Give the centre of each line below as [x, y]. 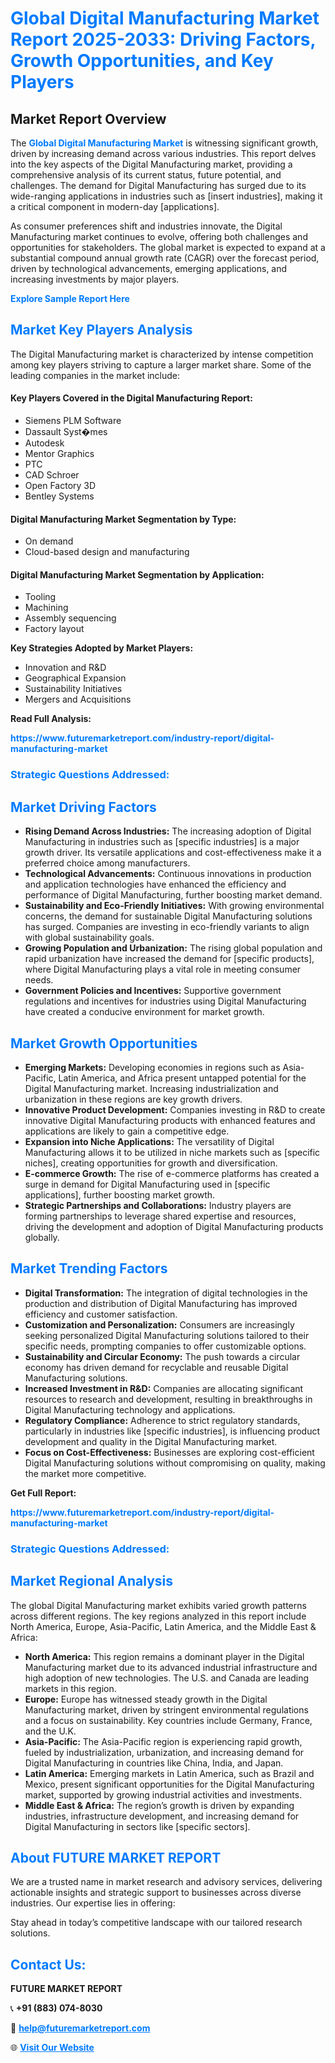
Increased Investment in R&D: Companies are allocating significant [164, 1388]
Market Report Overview [88, 118]
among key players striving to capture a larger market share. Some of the [161, 364]
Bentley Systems [59, 496]
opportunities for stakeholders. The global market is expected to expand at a [168, 247]
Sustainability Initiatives [73, 689]
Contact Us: [48, 1964]
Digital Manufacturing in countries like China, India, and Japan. [154, 1763]
